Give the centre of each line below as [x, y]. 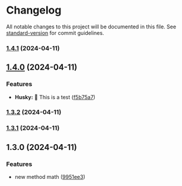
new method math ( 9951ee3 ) [50, 177]
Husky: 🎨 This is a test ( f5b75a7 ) [55, 97]
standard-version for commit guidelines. [55, 32]
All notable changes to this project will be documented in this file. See [91, 27]
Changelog [34, 10]
